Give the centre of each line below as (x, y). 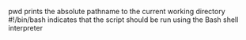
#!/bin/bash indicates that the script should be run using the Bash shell (123, 20)
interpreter (26, 28)
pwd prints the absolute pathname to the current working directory (117, 11)
